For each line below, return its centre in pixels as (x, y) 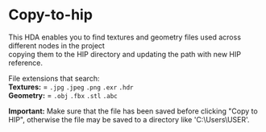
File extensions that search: (54, 78)
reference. (25, 63)
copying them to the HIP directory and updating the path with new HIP (125, 54)
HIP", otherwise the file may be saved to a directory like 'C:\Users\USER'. (129, 119)
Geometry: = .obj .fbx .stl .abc (63, 95)
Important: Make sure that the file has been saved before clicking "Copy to (133, 111)
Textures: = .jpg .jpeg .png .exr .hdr (71, 87)
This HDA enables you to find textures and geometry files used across (125, 37)
